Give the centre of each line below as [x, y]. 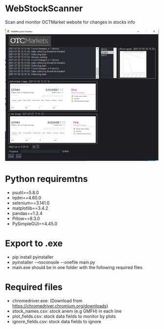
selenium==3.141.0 [31, 203]
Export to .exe [34, 244]
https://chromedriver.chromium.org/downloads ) [60, 306]
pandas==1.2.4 [27, 213]
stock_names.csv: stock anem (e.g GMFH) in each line [67, 311]
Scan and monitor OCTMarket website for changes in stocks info [70, 22]
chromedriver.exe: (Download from [47, 301]
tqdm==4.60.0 [27, 197]
